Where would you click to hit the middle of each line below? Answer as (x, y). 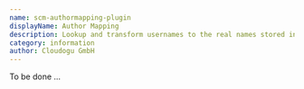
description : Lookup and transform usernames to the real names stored (147, 34)
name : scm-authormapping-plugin (70, 18)
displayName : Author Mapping (64, 26)
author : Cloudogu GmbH (52, 51)
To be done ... (35, 76)
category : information (52, 43)
